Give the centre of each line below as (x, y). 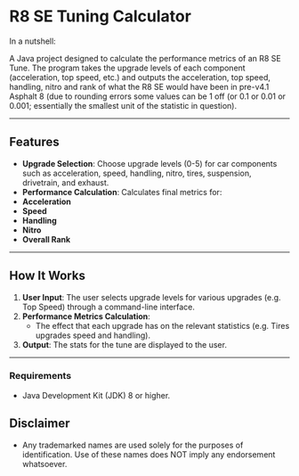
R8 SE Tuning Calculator (100, 16)
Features (34, 142)
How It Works (48, 276)
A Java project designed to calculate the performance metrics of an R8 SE (145, 58)
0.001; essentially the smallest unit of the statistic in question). (123, 105)
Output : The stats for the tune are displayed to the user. (124, 344)
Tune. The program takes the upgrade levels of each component (128, 68)
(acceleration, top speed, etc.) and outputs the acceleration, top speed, (140, 77)
